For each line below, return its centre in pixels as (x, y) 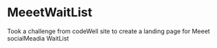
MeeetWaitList (50, 13)
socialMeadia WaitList (38, 38)
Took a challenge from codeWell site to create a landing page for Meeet (108, 31)
